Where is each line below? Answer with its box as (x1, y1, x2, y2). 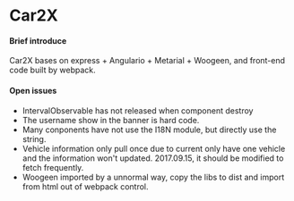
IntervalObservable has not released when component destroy (22, 105, 254, 116)
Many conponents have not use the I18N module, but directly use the (22, 124, 277, 135)
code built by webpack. (9, 64, 96, 76)
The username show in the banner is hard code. (22, 114, 200, 125)
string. (22, 133, 47, 144)
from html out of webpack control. (22, 180, 149, 192)
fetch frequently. (22, 162, 84, 172)
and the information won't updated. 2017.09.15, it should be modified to (22, 153, 284, 163)
